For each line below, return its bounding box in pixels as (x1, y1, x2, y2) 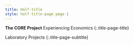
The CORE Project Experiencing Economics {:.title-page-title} (5, 25, 130, 30)
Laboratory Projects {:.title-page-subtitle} (5, 34, 89, 40)
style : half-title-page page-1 (5, 12, 69, 16)
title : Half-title (5, 7, 43, 12)
